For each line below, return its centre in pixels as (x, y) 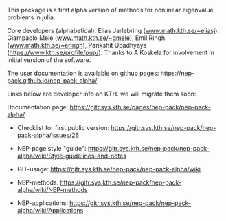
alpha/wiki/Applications (50, 210)
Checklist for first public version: (63, 128)
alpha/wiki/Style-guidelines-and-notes (72, 156)
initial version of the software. (49, 60)
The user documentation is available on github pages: (83, 73)
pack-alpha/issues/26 (48, 135)
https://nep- (178, 73)
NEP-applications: (43, 203)
